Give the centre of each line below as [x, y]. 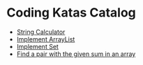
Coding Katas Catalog [71, 13]
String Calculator [41, 32]
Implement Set [37, 46]
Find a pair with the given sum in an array [76, 54]
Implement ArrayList [46, 39]
